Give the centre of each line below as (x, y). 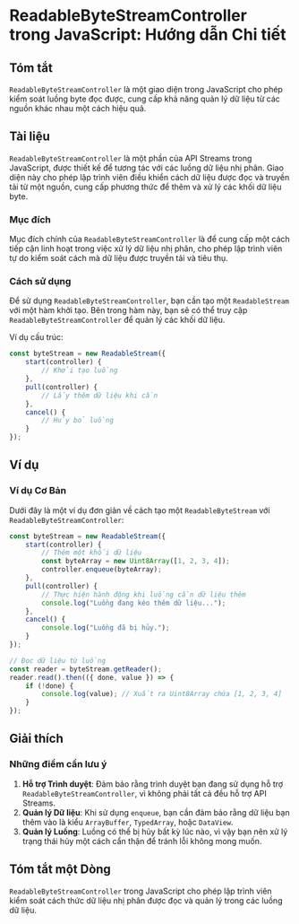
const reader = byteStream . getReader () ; (86, 669)
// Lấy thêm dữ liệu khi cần (100, 396)
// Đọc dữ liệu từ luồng (57, 660)
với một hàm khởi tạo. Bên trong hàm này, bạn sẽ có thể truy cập (128, 310)
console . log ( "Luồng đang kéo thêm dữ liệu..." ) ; (134, 603)
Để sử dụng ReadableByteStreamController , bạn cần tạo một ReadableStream (149, 301)
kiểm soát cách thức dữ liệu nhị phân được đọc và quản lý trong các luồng (146, 900)
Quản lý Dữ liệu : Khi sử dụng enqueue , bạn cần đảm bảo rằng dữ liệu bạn (156, 812)
